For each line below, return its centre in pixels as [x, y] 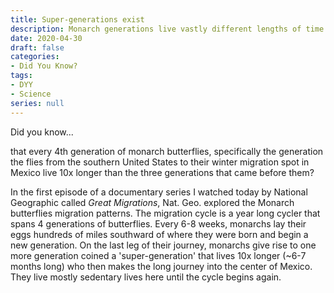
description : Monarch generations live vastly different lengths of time [167, 29]
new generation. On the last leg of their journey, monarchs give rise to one [163, 245]
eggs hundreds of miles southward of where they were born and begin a [159, 234]
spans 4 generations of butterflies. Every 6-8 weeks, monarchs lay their [158, 223]
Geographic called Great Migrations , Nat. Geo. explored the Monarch [152, 202]
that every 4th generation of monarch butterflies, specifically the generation [167, 151]
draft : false [37, 47]
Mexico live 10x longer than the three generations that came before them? [162, 172]
